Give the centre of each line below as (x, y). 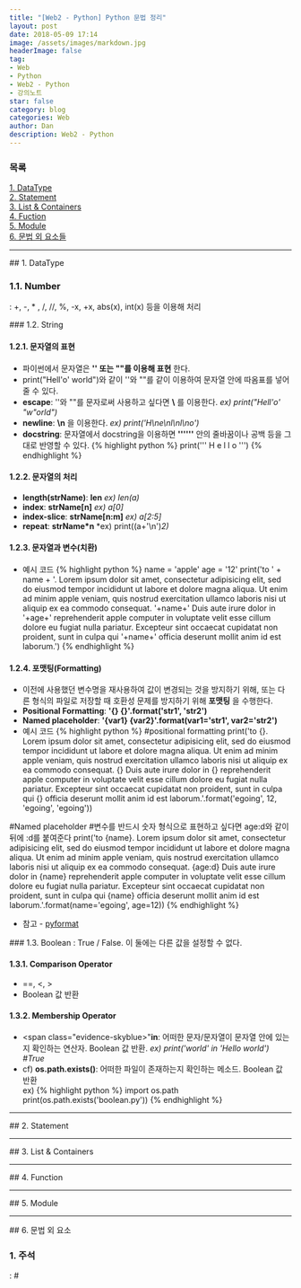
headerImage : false (46, 51)
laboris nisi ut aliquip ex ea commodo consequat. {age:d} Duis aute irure (142, 867)
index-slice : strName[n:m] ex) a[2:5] (92, 516)
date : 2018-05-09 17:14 (54, 34)
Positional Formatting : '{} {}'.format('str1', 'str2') (115, 711)
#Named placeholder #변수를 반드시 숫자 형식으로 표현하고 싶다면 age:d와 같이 (149, 826)
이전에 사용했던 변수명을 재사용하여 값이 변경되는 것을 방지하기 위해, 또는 (149, 690)
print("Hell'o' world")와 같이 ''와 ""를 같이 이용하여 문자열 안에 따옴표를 (147, 379)
